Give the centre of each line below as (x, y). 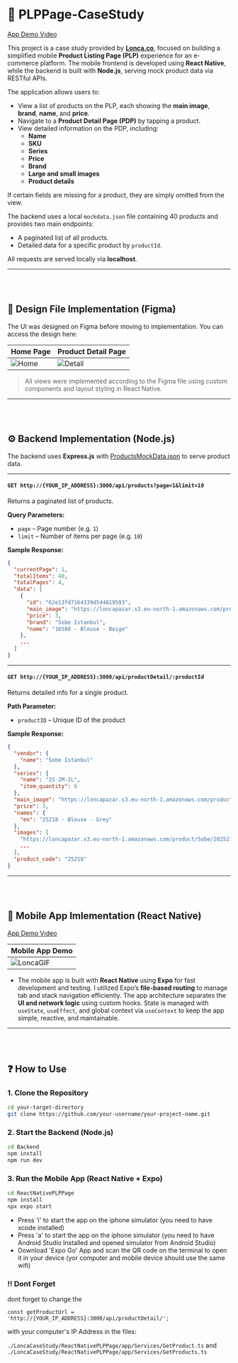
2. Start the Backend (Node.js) (61, 1132)
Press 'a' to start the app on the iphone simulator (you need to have (116, 1235)
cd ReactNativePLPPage (41, 1193)
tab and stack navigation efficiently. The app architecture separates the (122, 995)
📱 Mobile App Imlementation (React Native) (104, 916)
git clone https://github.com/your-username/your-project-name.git (109, 1114)
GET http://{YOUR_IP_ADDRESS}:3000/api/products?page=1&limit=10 (106, 486)
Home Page (31, 351)
